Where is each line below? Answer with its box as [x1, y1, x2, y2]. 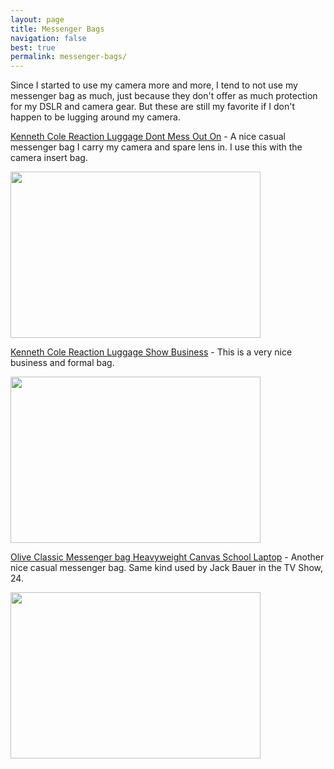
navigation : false [10, 33, 87, 43]
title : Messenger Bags [10, 24, 105, 34]
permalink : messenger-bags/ [10, 52, 128, 62]
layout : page [10, 14, 65, 25]
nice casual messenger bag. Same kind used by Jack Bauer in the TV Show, [10, 562, 324, 574]
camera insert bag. [10, 152, 88, 164]
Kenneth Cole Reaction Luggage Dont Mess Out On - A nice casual [10, 131, 286, 143]
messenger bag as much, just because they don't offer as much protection [10, 90, 318, 102]
